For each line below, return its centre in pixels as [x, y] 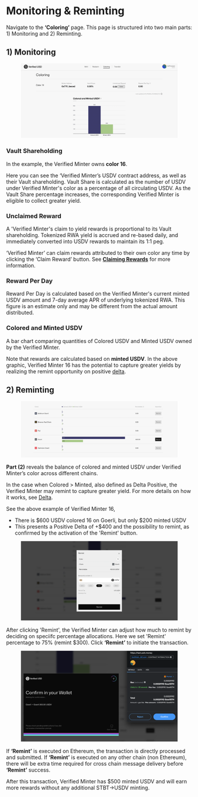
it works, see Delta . [30, 497]
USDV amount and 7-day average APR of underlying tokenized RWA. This [95, 300]
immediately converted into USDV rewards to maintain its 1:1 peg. [85, 242]
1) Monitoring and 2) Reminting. [44, 33]
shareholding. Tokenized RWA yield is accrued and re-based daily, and [92, 235]
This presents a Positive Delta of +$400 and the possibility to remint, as [102, 527]
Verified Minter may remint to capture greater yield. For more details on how [98, 491]
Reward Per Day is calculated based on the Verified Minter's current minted [98, 294]
